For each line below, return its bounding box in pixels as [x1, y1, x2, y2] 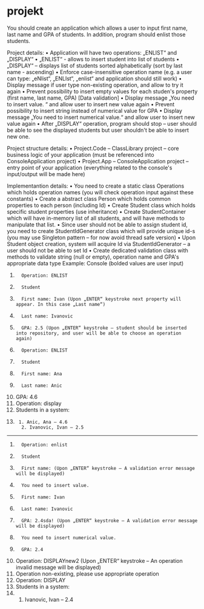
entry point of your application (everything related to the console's [7, 164, 173, 171]
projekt [7, 4, 44, 18]
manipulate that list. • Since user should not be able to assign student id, [7, 220, 188, 228]
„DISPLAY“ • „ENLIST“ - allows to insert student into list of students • [7, 55, 180, 63]
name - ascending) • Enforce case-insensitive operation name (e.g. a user [7, 68, 192, 75]
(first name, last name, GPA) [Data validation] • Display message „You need [7, 94, 194, 101]
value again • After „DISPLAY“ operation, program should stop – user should [7, 120, 197, 127]
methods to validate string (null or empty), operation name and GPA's [7, 253, 179, 260]
